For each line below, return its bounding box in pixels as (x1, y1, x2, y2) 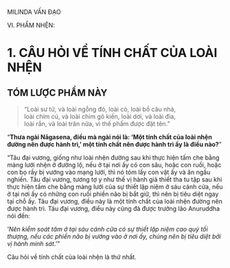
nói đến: (7, 212, 31, 220)
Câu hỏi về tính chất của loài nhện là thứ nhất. (7, 253, 137, 261)
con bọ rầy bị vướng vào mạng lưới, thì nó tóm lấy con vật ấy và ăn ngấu (7, 168, 211, 176)
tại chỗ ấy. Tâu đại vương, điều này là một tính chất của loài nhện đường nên (7, 197, 223, 205)
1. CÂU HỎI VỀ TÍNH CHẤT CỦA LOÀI (7, 45, 218, 61)
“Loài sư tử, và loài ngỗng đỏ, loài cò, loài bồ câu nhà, (23, 105, 176, 113)
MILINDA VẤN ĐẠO (7, 8, 61, 16)
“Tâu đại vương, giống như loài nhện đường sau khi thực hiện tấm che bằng (7, 154, 220, 162)
